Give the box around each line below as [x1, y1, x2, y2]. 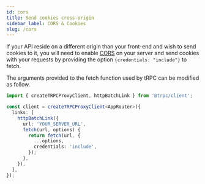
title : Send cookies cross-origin [6, 15, 95, 21]
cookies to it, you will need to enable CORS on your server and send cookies [6, 50, 199, 57]
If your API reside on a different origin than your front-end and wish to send [6, 43, 196, 50]
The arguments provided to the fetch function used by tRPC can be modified [6, 74, 199, 82]
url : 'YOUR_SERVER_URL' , [22, 121, 86, 127]
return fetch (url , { [28, 132, 81, 139]
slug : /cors [6, 26, 37, 33]
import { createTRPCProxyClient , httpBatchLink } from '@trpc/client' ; [6, 93, 193, 99]
